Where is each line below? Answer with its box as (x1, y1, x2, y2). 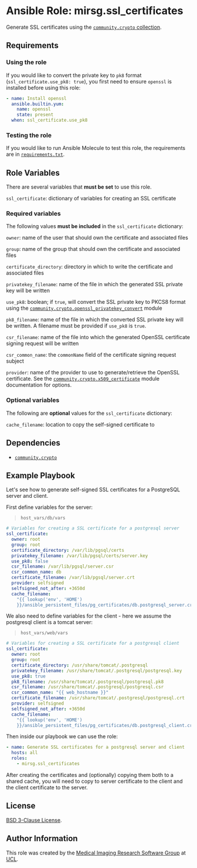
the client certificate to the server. (6, 783, 88, 791)
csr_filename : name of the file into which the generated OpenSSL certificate (6, 334, 191, 341)
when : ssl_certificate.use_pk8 (11, 118, 88, 123)
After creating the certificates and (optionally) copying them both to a (6, 771, 174, 778)
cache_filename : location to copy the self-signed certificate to (6, 421, 155, 428)
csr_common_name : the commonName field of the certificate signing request (6, 351, 176, 358)
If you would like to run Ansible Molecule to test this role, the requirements (6, 145, 186, 152)
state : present (16, 112, 54, 118)
